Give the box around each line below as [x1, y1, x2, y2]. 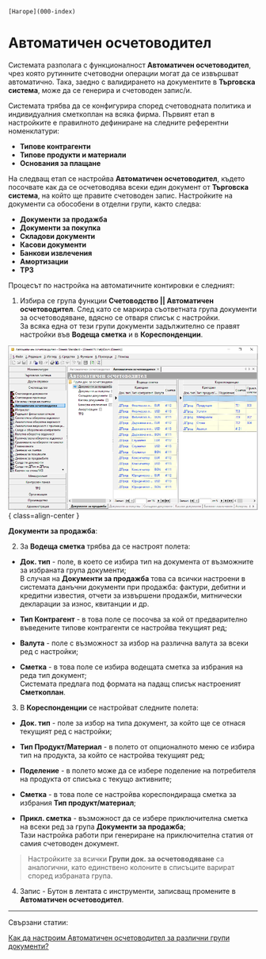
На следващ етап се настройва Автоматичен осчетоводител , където [8, 174, 245, 183]
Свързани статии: [8, 918, 69, 927]
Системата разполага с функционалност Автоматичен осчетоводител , [8, 60, 252, 70]
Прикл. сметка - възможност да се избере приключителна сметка [19, 814, 249, 822]
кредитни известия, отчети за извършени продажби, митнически [19, 591, 242, 600]
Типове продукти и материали [19, 150, 127, 160]
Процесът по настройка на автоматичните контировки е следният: [8, 280, 235, 290]
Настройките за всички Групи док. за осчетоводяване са [27, 854, 225, 864]
